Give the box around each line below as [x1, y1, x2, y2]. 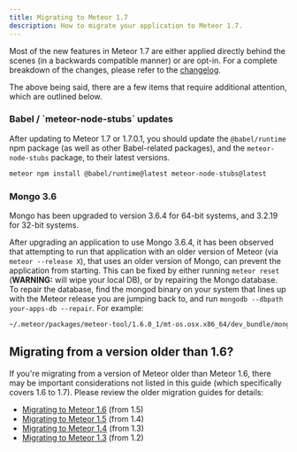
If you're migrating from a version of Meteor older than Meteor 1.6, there [9, 368, 271, 378]
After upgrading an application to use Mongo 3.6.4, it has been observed [9, 237, 274, 247]
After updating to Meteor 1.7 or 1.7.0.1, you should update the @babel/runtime [9, 133, 286, 144]
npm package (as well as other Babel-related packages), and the [9, 143, 246, 153]
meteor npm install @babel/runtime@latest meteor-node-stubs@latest [9, 169, 267, 178]
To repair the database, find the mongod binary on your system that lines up [9, 284, 286, 294]
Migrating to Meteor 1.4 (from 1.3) [21, 423, 144, 433]
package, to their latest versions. [50, 152, 171, 162]
